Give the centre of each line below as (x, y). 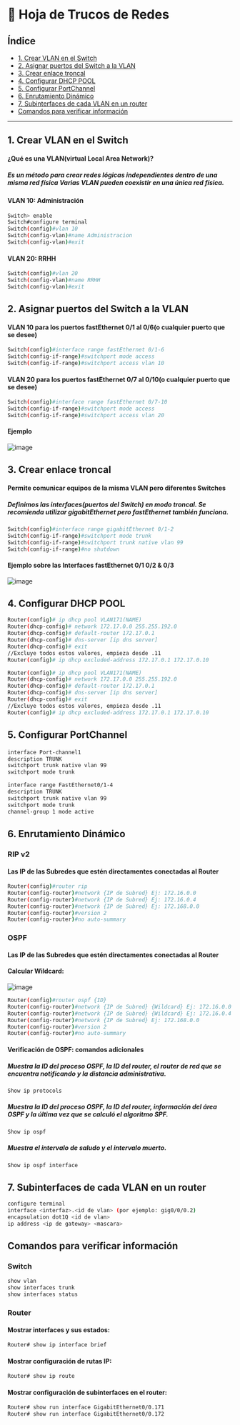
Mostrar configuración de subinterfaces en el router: (87, 1392)
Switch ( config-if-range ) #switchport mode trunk (80, 536)
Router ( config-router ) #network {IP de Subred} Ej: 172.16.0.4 (102, 899)
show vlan (22, 1281)
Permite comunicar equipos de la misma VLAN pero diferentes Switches (117, 488)
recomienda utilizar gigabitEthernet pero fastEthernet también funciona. (118, 512)
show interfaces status (43, 1295)
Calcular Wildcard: (36, 971)
